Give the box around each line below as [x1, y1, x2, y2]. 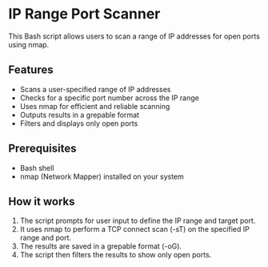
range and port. [19, 233, 72, 243]
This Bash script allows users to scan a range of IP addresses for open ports [8, 31, 260, 41]
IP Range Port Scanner [8, 5, 161, 23]
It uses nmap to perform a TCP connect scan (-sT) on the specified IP [19, 225, 250, 234]
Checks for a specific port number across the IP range [19, 93, 200, 103]
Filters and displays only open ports [19, 118, 138, 128]
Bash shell [19, 163, 54, 172]
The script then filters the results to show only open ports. [19, 250, 212, 260]
